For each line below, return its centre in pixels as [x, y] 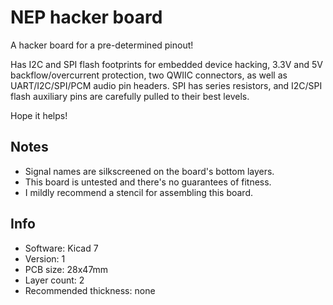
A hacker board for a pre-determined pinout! [102, 45]
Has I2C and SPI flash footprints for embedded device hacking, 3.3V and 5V [166, 64]
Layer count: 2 [54, 280]
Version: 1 [45, 258]
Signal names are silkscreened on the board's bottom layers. [149, 171]
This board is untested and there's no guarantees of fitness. [148, 182]
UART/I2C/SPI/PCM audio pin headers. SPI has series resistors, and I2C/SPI [166, 85]
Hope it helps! [39, 115]
